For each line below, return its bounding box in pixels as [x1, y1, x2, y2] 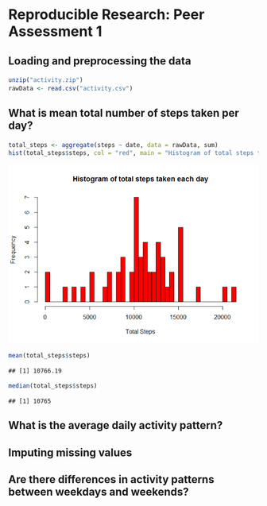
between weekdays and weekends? [8, 485, 189, 499]
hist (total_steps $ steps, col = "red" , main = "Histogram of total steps [8, 149, 254, 157]
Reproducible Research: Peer [8, 6, 205, 24]
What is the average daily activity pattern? [8, 419, 223, 432]
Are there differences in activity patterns [8, 473, 215, 486]
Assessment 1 [8, 22, 103, 41]
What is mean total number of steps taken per [8, 106, 240, 120]
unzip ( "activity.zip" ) [8, 76, 83, 84]
